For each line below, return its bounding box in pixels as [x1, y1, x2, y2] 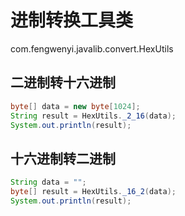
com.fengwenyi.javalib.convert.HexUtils [10, 42, 174, 55]
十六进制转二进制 [10, 150, 116, 167]
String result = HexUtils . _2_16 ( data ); [10, 111, 177, 121]
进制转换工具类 [10, 9, 134, 32]
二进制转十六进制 [10, 74, 116, 91]
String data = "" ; [10, 177, 87, 188]
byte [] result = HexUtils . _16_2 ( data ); [10, 187, 177, 197]
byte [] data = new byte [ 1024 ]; [10, 101, 141, 111]
